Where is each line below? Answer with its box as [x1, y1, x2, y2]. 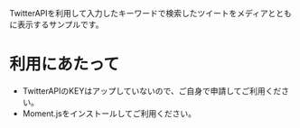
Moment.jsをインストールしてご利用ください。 [22, 107, 197, 119]
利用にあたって [9, 54, 120, 75]
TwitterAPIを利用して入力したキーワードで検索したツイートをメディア [9, 8, 268, 18]
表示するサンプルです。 [16, 19, 104, 30]
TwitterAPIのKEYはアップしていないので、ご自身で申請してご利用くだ [22, 85, 282, 96]
